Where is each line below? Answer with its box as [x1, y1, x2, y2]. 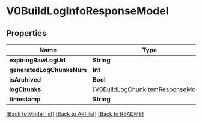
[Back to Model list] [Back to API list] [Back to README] [6, 110, 144, 118]
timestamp [9, 95, 41, 103]
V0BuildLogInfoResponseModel [6, 4, 169, 18]
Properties [6, 28, 47, 38]
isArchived [9, 76, 41, 83]
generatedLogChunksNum [9, 66, 87, 74]
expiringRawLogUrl [9, 56, 66, 64]
